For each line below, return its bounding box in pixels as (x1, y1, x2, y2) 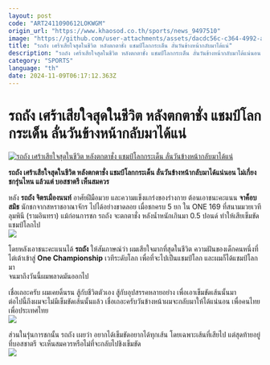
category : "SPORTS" (8, 57, 74, 65)
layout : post (8, 11, 52, 20)
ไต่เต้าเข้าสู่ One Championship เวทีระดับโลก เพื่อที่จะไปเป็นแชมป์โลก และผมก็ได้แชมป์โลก (8, 253, 259, 263)
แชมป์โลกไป (8, 219, 41, 230)
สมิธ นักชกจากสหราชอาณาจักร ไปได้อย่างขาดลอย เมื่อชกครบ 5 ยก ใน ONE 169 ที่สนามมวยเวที (8, 201, 262, 211)
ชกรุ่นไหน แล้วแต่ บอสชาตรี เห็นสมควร (8, 176, 110, 186)
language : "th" (8, 64, 59, 73)
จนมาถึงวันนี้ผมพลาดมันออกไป (8, 271, 89, 280)
